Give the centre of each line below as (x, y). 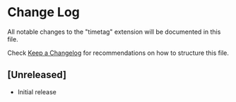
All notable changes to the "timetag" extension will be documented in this (114, 32)
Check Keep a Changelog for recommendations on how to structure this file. (118, 53)
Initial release (37, 91)
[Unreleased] (37, 75)
